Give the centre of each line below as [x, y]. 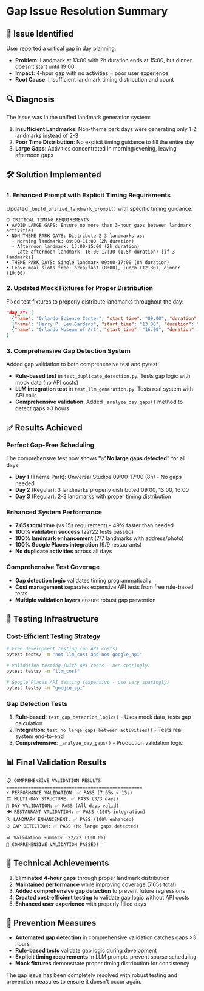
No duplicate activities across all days [63, 551]
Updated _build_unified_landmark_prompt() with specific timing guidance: [100, 208]
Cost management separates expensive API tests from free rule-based [104, 587]
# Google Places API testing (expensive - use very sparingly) [88, 682]
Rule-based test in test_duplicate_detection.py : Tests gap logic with [103, 376]
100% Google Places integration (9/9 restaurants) [78, 545]
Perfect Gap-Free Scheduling [50, 445]
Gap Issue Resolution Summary [87, 11]
